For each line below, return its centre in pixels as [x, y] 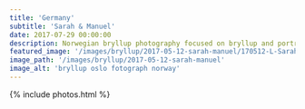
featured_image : [40, 52]
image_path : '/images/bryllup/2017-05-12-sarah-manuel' [117, 60]
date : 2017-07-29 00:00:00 [60, 35]
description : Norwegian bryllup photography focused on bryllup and [142, 43]
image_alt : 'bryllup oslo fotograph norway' [95, 69]
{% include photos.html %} [60, 94]
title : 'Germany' [42, 18]
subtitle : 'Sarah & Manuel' [63, 26]
